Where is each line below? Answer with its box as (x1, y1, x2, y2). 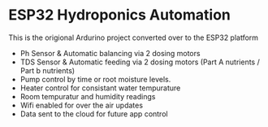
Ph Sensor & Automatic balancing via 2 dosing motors (19, 48, 201, 58)
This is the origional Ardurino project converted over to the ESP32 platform (8, 33, 258, 42)
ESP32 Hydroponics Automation (8, 6, 231, 24)
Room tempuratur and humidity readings (19, 91, 156, 101)
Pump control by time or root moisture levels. (19, 74, 171, 84)
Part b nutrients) (19, 65, 76, 75)
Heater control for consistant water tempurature (19, 83, 181, 93)
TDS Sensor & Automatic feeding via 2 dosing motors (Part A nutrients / (19, 57, 260, 67)
